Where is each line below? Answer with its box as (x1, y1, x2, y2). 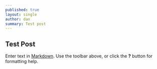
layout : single (5, 12, 37, 17)
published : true (5, 7, 39, 12)
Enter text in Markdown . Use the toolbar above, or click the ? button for (5, 53, 152, 59)
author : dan (5, 16, 30, 21)
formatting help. (5, 58, 39, 64)
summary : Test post (5, 21, 46, 26)
